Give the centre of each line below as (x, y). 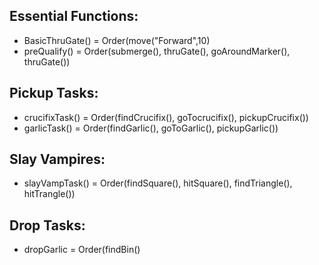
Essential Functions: (74, 16)
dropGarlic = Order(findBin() (82, 250)
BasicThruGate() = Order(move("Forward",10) (117, 40)
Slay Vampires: (57, 159)
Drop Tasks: (47, 225)
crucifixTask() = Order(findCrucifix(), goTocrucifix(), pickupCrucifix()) (166, 117)
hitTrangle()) (49, 194)
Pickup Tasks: (54, 93)
